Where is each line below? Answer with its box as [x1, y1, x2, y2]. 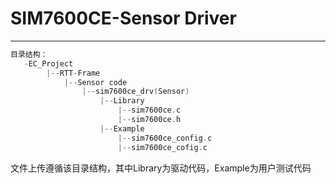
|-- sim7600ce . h [117, 115, 182, 125]
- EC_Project [23, 58, 74, 69]
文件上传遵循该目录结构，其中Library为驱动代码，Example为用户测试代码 [10, 162, 312, 174]
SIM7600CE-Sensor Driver [10, 7, 237, 30]
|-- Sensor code [63, 77, 128, 87]
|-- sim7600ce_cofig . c [117, 142, 208, 152]
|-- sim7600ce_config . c [117, 133, 213, 143]
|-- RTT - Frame [46, 68, 101, 78]
